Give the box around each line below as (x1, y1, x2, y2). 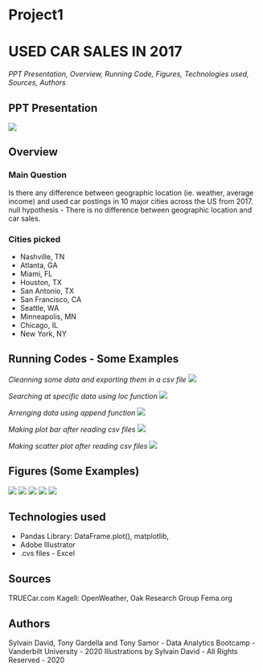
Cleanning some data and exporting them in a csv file (8, 375, 187, 384)
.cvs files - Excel (19, 549, 75, 558)
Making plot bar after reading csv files (8, 425, 136, 434)
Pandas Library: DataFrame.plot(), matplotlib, (19, 532, 170, 541)
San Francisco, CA (19, 294, 82, 304)
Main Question (8, 169, 67, 180)
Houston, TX (19, 277, 62, 287)
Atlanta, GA (19, 260, 58, 270)
